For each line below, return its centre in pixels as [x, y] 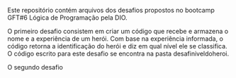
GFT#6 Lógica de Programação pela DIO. [67, 18]
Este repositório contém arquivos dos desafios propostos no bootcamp [111, 10]
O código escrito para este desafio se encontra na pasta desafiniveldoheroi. [118, 53]
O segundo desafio [35, 67]
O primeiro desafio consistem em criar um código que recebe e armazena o [118, 31]
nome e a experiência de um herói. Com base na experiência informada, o [115, 39]
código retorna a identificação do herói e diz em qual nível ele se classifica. [118, 46]
